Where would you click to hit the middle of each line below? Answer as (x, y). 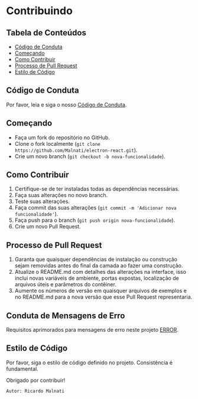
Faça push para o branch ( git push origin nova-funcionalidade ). (95, 220)
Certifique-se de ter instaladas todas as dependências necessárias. (97, 189)
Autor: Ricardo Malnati (35, 391)
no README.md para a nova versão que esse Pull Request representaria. (103, 297)
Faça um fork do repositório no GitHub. (62, 138)
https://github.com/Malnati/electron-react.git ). (76, 150)
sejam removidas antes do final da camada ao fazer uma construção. (99, 266)
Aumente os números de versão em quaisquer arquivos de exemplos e (101, 291)
